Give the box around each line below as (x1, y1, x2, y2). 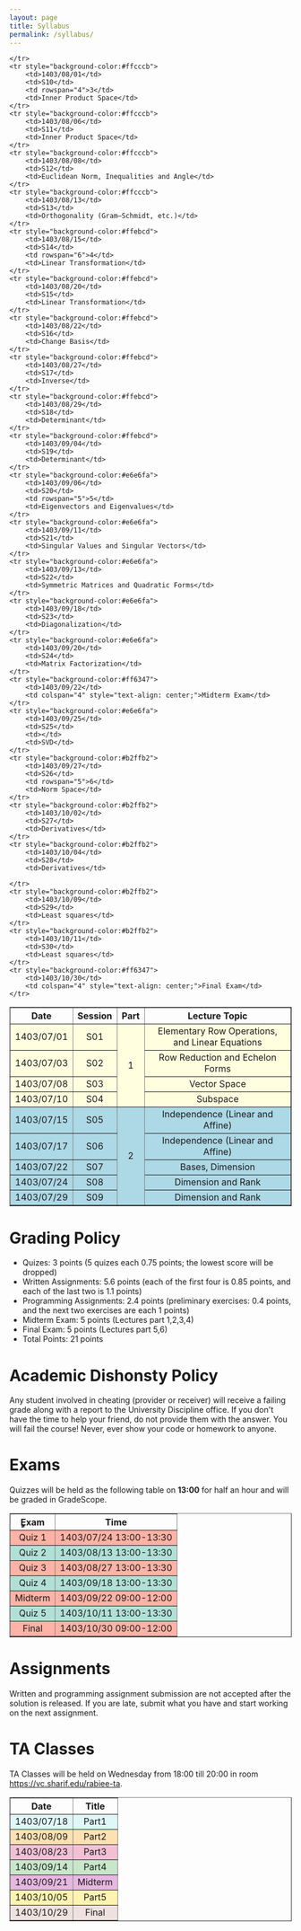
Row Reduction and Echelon (158, 1052, 277, 1064)
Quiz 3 (18, 1562, 47, 1574)
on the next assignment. (9, 1707, 99, 1718)
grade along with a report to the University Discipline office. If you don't (9, 1405, 274, 1415)
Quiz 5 (18, 1607, 47, 1619)
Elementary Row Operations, (158, 1025, 278, 1037)
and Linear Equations (173, 1036, 262, 1049)
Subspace (196, 1093, 239, 1106)
